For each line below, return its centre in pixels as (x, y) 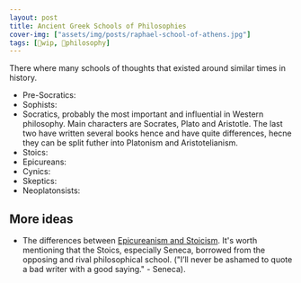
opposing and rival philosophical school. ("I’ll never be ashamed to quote (157, 260)
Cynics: (36, 172)
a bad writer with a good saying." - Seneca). (104, 270)
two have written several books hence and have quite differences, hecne (157, 133)
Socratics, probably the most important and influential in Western (143, 114)
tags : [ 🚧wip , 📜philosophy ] (60, 43)
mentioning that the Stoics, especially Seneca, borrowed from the (144, 250)
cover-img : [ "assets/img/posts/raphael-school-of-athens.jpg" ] (130, 34)
